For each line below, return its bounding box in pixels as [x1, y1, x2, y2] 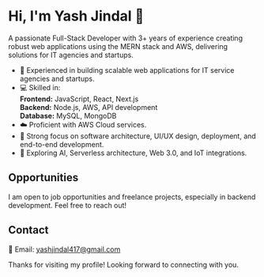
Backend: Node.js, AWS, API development [19, 102, 158, 112]
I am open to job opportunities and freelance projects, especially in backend [8, 192, 256, 201]
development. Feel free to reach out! [8, 200, 127, 210]
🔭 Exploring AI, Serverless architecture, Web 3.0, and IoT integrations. [19, 148, 247, 157]
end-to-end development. [19, 139, 104, 149]
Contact [8, 223, 49, 237]
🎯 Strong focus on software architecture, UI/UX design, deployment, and [19, 131, 257, 141]
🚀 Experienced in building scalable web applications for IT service [19, 65, 235, 74]
